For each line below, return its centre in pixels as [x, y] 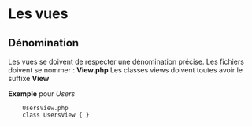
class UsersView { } [56, 115]
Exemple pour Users [42, 94]
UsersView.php [45, 108]
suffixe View [29, 78]
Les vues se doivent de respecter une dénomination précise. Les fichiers [126, 61]
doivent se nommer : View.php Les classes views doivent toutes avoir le [125, 70]
